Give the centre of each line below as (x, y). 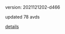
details (12, 26)
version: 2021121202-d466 (33, 7)
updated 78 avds (22, 17)
